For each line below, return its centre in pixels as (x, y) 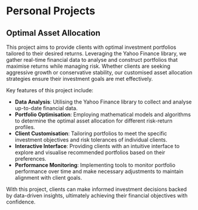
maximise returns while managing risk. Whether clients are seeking (88, 66)
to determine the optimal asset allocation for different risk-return (94, 121)
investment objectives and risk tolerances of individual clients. (91, 140)
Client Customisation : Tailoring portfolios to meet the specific (91, 133)
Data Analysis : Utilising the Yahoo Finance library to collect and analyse (103, 102)
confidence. (21, 202)
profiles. (25, 127)
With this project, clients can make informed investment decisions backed (97, 189)
